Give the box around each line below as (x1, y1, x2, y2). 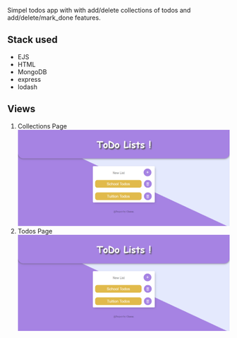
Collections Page (17, 121, 67, 130)
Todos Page (17, 227, 53, 235)
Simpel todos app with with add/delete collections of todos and (7, 6, 191, 14)
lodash (17, 83, 37, 91)
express (17, 75, 41, 83)
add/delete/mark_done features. (7, 13, 101, 22)
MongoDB (17, 67, 47, 76)
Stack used (7, 34, 58, 46)
